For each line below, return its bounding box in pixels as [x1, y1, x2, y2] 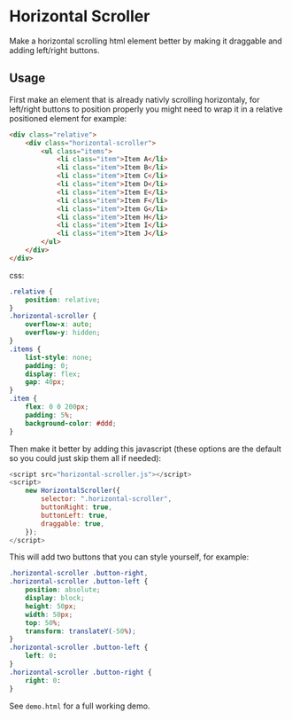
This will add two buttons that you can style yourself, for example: [9, 552, 250, 562]
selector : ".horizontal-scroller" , [41, 495, 173, 504]
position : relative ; [25, 295, 101, 304]
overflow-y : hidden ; [25, 328, 101, 338]
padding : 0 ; [25, 361, 69, 370]
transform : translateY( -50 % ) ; [25, 627, 137, 636]
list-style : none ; [25, 353, 93, 362]
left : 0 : [25, 652, 58, 661]
